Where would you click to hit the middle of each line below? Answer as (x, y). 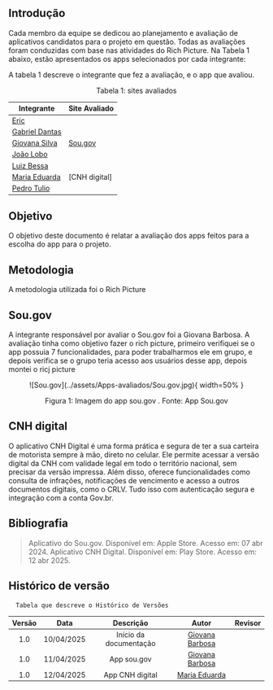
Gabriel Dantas (37, 131)
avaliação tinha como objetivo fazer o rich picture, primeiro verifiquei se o (132, 343)
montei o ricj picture (42, 369)
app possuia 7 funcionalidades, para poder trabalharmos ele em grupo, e (131, 352)
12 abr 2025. (49, 560)
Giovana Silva (35, 143)
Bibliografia (39, 524)
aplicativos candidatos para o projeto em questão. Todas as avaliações (127, 41)
